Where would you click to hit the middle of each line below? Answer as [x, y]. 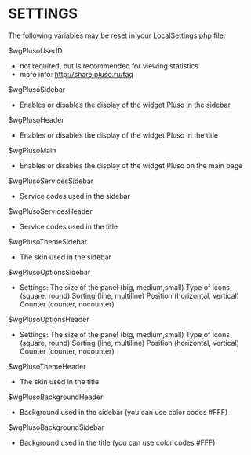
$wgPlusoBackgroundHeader [56, 397]
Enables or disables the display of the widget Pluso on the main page [131, 165]
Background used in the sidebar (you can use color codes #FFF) [124, 412]
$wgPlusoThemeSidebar [48, 241]
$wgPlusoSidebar [37, 89]
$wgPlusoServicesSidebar [51, 181]
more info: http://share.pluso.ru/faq [76, 74]
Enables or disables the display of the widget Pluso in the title [118, 135]
